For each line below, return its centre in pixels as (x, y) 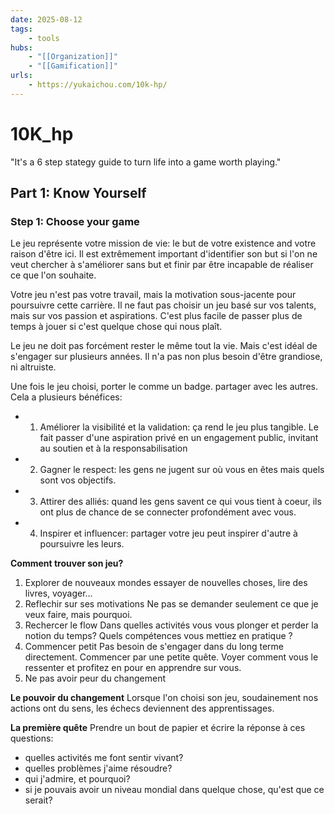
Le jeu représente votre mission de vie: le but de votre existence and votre (163, 243)
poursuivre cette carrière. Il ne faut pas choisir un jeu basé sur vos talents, (163, 305)
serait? (38, 800)
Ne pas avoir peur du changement (95, 678)
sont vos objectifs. (78, 480)
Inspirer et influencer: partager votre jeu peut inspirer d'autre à (168, 533)
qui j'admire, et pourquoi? (77, 779)
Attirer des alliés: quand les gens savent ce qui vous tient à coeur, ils (180, 502)
